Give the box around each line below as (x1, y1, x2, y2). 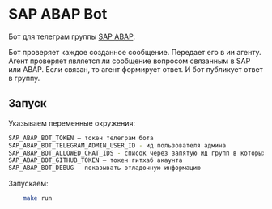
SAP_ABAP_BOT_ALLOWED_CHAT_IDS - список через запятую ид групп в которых (8, 149, 266, 157)
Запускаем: (8, 179, 49, 189)
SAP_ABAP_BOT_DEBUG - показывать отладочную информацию (8, 164, 201, 173)
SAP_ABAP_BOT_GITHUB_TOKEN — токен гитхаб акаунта (8, 156, 183, 164)
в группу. (8, 73, 40, 83)
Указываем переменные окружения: (8, 118, 136, 128)
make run (23, 194, 53, 203)
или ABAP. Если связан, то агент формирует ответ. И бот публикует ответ (8, 64, 263, 74)
